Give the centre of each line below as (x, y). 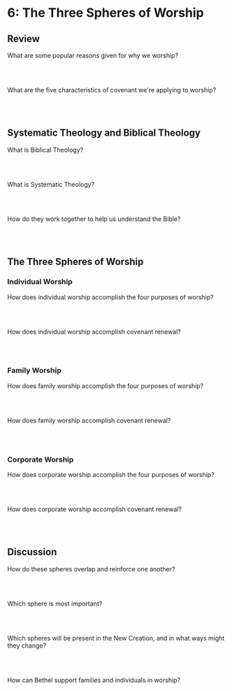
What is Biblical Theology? (45, 150)
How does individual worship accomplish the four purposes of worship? (111, 297)
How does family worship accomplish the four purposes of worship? (106, 385)
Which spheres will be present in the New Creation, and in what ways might (116, 638)
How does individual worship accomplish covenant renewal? (94, 332)
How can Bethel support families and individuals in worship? (94, 680)
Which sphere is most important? (55, 604)
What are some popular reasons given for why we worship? (93, 55)
